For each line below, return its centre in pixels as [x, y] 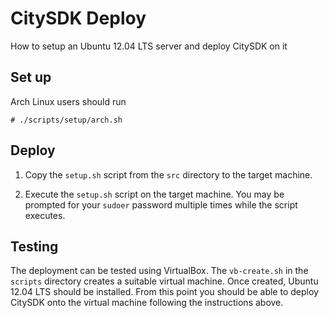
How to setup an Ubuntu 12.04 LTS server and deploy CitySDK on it [149, 46]
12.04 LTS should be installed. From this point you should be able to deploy [164, 292]
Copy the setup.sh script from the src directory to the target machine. [168, 174]
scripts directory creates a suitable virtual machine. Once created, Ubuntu [164, 281]
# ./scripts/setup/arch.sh [66, 120]
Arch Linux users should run [68, 101]
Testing [34, 246]
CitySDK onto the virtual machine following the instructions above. [147, 303]
